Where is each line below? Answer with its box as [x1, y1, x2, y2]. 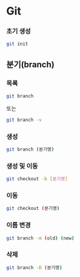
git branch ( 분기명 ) [6, 146, 55, 152]
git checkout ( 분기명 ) [6, 206, 60, 212]
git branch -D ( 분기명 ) [6, 264, 62, 270]
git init [6, 41, 28, 47]
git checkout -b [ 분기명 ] [6, 176, 68, 182]
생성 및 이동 [6, 161, 38, 170]
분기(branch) [6, 59, 55, 70]
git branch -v [6, 117, 42, 123]
